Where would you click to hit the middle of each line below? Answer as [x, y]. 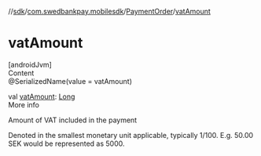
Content [21, 73]
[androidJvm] [30, 64]
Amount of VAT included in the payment [73, 120]
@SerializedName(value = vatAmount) [70, 81]
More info [24, 104]
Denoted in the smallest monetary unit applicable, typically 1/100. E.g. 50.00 [131, 135]
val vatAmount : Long [42, 96]
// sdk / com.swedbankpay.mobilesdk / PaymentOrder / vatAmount [109, 11]
